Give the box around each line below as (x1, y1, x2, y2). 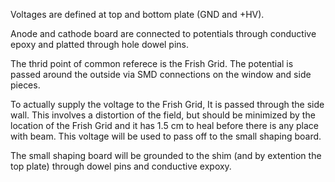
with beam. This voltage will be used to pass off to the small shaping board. (10, 130, 322, 142)
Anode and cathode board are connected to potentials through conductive (10, 28, 317, 39)
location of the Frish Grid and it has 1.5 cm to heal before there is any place (10, 120, 320, 131)
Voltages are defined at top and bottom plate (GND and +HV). (10, 9, 265, 20)
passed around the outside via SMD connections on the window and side (10, 69, 312, 80)
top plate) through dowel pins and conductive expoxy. (10, 160, 232, 172)
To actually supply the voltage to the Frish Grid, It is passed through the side (10, 99, 325, 110)
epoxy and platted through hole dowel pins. (10, 39, 190, 50)
